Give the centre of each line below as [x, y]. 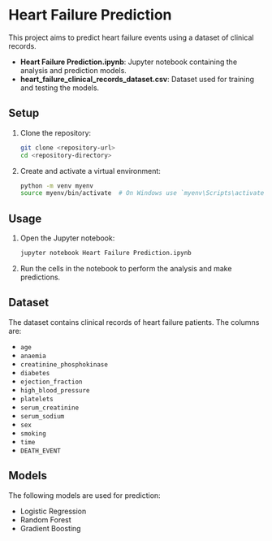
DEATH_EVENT [40, 451]
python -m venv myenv [56, 186]
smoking [33, 433]
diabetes [35, 373]
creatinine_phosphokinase [64, 364]
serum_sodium [42, 416]
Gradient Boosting [50, 528]
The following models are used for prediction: [84, 495]
